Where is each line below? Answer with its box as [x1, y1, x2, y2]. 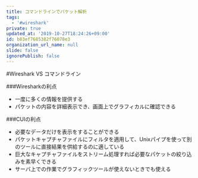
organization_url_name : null [6, 42, 78, 48]
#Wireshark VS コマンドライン [6, 70, 81, 77]
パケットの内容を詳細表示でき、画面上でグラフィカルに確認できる [14, 102, 177, 110]
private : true [6, 25, 42, 32]
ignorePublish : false [6, 53, 60, 59]
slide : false [6, 48, 39, 54]
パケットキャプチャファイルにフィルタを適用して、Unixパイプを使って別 [14, 135, 192, 143]
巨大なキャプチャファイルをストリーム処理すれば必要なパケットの [14, 150, 177, 158]
